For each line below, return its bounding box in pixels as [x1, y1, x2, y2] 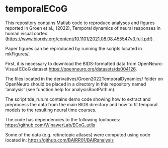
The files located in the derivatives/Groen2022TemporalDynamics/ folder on [5, 76, 163, 82]
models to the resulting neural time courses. [5, 107, 97, 113]
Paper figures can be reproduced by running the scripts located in [5, 45, 142, 51]
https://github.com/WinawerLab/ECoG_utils [5, 122, 96, 128]
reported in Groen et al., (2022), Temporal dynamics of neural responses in [5, 25, 161, 31]
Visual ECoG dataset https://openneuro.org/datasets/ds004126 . [5, 66, 137, 72]
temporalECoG [5, 3, 68, 15]
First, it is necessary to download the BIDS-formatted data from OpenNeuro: [5, 60, 163, 66]
